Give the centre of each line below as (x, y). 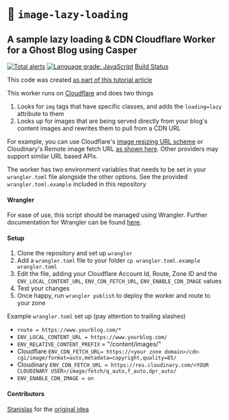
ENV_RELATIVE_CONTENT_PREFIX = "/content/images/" (89, 344)
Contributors (26, 394)
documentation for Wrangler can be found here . (75, 222)
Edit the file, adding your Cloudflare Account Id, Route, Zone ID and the (117, 274)
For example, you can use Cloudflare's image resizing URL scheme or (105, 141)
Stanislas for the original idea (48, 409)
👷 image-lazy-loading (68, 14)
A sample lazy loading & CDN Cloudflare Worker (111, 39)
